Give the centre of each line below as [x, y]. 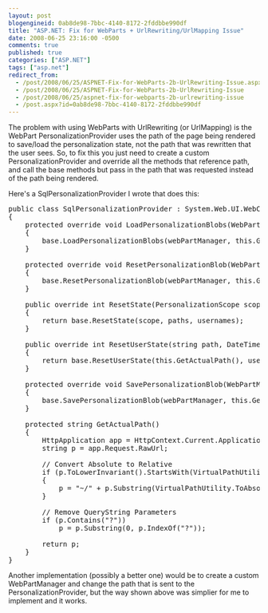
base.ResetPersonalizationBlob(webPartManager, [136, 281]
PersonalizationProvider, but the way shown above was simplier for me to [129, 592]
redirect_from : [33, 75]
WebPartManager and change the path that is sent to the [102, 584]
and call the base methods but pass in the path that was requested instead [131, 170]
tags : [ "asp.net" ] [39, 68]
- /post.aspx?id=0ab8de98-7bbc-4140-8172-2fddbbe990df [108, 105]
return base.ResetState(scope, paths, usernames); [143, 321]
